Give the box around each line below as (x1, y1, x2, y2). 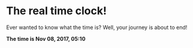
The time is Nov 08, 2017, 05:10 (6, 35, 86, 42)
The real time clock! (6, 4, 107, 18)
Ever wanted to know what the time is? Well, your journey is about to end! (6, 24, 188, 31)
